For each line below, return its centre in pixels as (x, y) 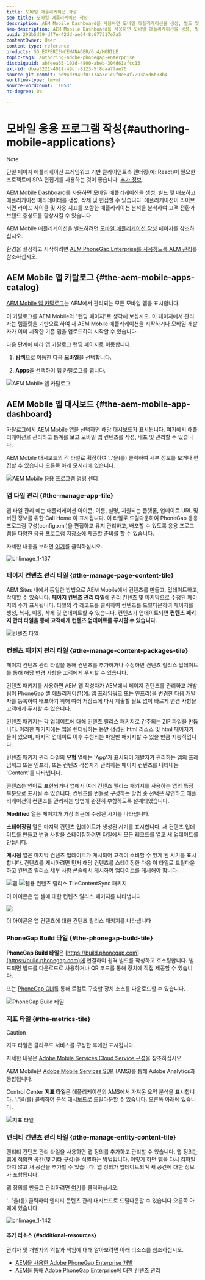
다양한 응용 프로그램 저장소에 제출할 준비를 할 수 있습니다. (86, 533)
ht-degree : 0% (24, 92)
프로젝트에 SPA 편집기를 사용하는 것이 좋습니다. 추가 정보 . (75, 179)
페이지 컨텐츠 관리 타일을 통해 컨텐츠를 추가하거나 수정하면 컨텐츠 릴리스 (92, 665)
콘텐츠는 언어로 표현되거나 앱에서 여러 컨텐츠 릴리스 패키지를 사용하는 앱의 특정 (100, 786)
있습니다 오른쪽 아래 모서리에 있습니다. (70, 465)
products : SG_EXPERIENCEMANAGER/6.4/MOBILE (63, 52)
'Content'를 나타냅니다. (34, 773)
